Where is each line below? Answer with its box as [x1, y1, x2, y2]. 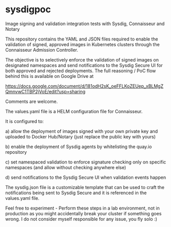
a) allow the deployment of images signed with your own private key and [5, 128, 158, 134]
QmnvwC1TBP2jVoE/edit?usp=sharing [5, 88, 86, 94]
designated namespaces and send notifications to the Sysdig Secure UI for [5, 62, 163, 68]
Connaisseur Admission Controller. [5, 47, 78, 53]
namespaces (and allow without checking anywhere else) [5, 164, 127, 170]
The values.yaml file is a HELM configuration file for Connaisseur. [5, 108, 143, 114]
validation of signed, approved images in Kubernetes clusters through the [5, 41, 160, 47]
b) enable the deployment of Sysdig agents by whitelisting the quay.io [5, 143, 152, 150]
